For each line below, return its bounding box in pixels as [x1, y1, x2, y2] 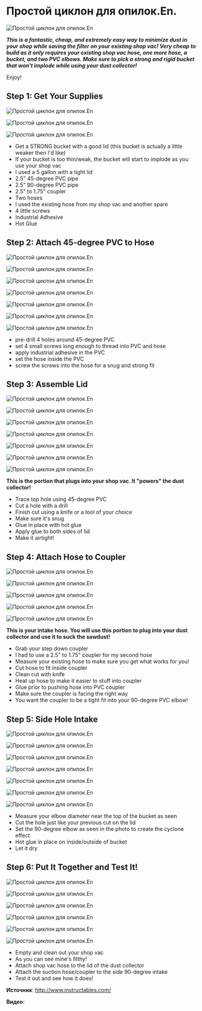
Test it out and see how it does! [15, 975, 94, 982]
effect [15, 832, 30, 839]
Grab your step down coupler [15, 645, 89, 653]
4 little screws [15, 207, 50, 214]
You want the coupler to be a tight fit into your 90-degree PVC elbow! [15, 696, 189, 704]
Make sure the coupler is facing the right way [15, 690, 128, 697]
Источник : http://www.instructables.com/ [6, 986, 111, 993]
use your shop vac [15, 162, 62, 169]
